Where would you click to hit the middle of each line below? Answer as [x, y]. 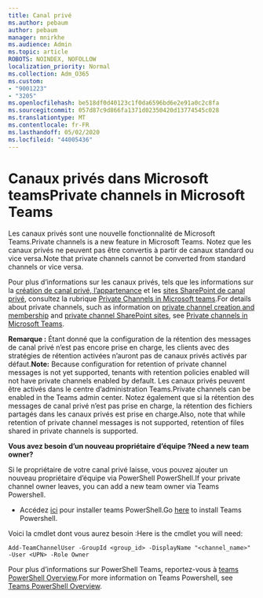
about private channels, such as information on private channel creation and [131, 307]
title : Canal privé [40, 15]
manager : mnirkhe [37, 37]
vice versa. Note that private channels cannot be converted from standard [127, 259]
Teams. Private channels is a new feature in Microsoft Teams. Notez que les [130, 242]
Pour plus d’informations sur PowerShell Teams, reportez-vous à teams [124, 570]
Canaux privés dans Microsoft [108, 178]
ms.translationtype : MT [47, 118]
